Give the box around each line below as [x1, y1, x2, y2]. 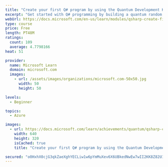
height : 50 [18, 86, 41, 91]
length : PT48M [5, 30, 35, 35]
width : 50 [18, 81, 39, 86]
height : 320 [14, 136, 39, 141]
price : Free [5, 26, 30, 31]
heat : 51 [5, 49, 23, 54]
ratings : [5, 35, 23, 40]
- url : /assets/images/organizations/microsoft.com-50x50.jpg [14, 77, 146, 82]
